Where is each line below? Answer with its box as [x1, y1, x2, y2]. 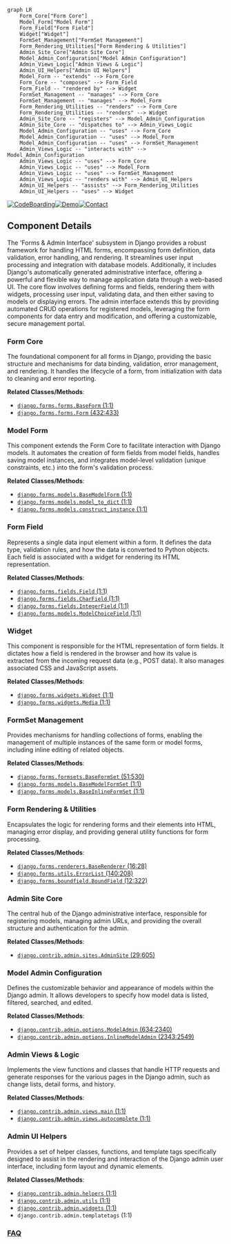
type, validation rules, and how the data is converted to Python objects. [7, 545, 210, 553]
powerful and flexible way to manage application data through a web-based [7, 275, 223, 284]
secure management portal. [7, 319, 86, 328]
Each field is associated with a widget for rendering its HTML [7, 553, 181, 561]
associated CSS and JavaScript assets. [7, 664, 119, 672]
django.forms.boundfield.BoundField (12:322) [17, 876, 148, 884]
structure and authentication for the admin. [7, 924, 129, 932]
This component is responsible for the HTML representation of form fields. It [7, 642, 224, 650]
